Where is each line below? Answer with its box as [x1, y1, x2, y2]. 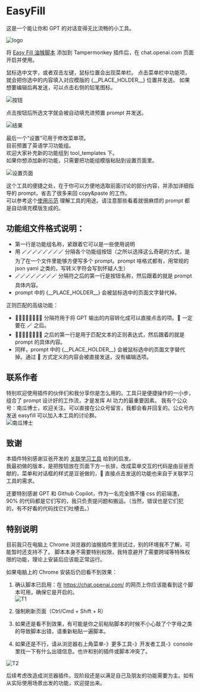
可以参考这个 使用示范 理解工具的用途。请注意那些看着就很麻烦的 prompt [6, 197, 183, 204]
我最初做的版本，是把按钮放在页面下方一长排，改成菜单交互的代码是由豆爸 [6, 463, 189, 470]
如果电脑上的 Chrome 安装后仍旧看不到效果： [6, 569, 118, 576]
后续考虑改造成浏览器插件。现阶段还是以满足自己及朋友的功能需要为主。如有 [6, 672, 194, 679]
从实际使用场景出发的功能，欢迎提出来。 [6, 679, 105, 687]
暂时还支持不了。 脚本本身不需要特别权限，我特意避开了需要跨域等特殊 [11, 548, 185, 556]
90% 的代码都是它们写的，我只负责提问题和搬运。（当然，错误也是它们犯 [6, 497, 184, 504]
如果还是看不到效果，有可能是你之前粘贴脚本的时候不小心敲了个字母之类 [14, 621, 192, 628]
